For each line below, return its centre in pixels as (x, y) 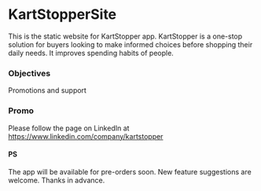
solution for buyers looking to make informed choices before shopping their (130, 44)
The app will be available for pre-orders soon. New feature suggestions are (130, 171)
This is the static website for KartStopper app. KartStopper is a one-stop (125, 36)
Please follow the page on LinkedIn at (69, 128)
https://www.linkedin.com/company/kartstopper (86, 136)
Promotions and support (47, 90)
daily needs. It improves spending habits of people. (91, 53)
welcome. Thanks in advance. (57, 180)
